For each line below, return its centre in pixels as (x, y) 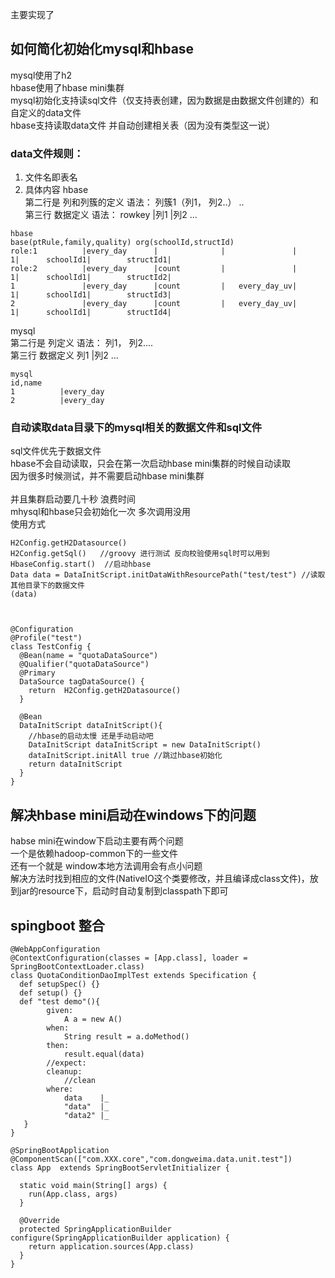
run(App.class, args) (73, 1194)
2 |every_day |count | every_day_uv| (154, 304)
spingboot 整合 (57, 925)
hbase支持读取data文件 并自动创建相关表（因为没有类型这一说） (143, 125)
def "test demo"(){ (60, 1002)
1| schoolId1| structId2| (91, 278)
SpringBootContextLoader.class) (77, 967)
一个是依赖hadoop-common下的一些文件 (94, 854)
